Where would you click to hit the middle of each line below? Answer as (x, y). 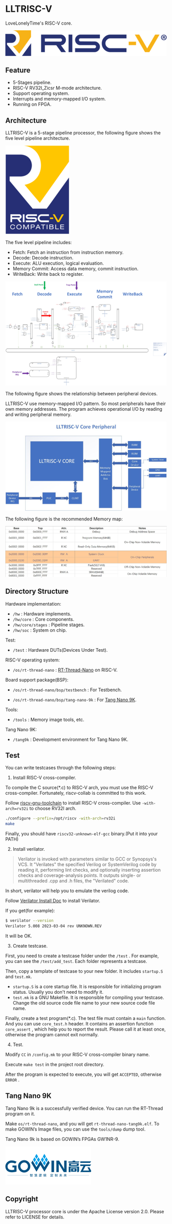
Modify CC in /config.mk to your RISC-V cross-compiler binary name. (78, 1054)
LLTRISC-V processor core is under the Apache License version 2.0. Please (85, 1211)
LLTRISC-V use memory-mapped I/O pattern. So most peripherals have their (86, 404)
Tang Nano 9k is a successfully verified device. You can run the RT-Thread (84, 1108)
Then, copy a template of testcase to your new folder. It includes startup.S (84, 971)
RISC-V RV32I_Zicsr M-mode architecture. (57, 88)
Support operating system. (41, 93)
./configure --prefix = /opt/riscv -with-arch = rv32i (60, 818)
